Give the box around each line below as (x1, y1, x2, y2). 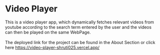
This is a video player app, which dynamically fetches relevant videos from (5, 19, 154, 25)
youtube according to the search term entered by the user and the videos (5, 24, 152, 30)
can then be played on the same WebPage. (5, 29, 91, 35)
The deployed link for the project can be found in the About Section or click (5, 39, 156, 45)
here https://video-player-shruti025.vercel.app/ (5, 44, 100, 50)
